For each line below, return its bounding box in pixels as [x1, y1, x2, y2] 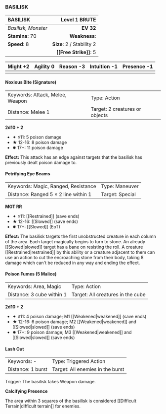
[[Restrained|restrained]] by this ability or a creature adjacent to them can [5, 249, 155, 255]
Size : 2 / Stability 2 [52, 41, 96, 48]
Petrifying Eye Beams [5, 171, 50, 177]
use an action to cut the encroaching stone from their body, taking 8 [5, 254, 144, 260]
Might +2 [7, 63, 30, 70]
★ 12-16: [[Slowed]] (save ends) [12, 218, 78, 224]
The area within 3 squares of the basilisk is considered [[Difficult [5, 398, 137, 404]
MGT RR [5, 204, 22, 209]
